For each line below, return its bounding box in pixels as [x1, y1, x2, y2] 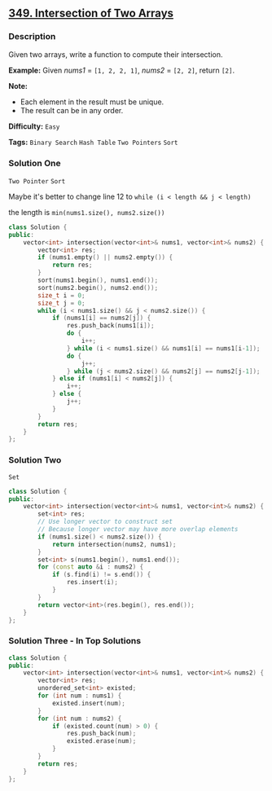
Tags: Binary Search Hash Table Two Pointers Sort [8, 137, 178, 147]
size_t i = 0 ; [37, 291, 86, 300]
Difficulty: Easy [8, 121, 60, 131]
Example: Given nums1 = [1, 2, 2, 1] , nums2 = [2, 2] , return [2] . [8, 65, 235, 75]
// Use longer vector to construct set [37, 517, 173, 526]
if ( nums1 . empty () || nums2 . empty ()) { [37, 253, 173, 261]
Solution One [8, 157, 61, 169]
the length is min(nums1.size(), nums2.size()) [8, 207, 165, 217]
